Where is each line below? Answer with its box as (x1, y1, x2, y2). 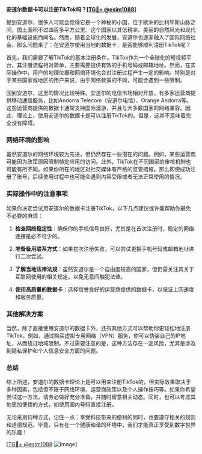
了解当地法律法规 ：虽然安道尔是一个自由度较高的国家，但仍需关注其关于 (14, 265, 194, 272)
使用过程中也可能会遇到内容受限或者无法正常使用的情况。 (43, 173, 185, 180)
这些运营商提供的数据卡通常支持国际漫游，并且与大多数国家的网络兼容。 (6, 105, 185, 111)
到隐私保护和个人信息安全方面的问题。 (6, 347, 101, 354)
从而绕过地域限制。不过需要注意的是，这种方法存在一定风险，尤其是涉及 (16, 339, 196, 346)
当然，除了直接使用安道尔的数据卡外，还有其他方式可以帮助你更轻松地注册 (6, 324, 191, 331)
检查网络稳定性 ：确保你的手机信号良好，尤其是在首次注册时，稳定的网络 (14, 225, 194, 232)
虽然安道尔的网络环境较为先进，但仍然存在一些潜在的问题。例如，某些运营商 (6, 150, 196, 158)
